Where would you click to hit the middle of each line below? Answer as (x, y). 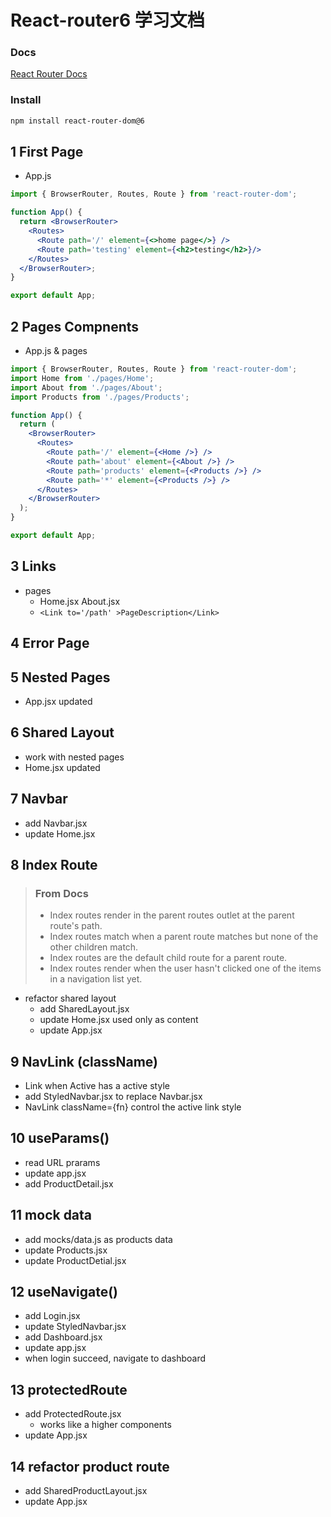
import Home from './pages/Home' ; (82, 378)
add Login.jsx (52, 1316)
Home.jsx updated (62, 767)
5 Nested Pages (60, 677)
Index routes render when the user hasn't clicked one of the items (185, 968)
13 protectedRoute (69, 1389)
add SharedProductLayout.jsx (86, 1491)
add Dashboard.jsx (63, 1337)
